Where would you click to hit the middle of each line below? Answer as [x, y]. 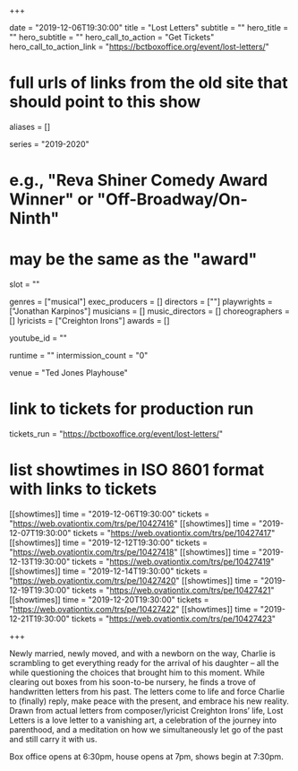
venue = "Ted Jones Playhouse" [68, 373]
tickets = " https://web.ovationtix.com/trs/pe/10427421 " [173, 590]
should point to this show [105, 102]
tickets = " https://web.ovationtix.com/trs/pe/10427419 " [173, 561]
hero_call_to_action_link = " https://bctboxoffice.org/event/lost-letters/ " [140, 47]
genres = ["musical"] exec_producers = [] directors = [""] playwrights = [141, 302]
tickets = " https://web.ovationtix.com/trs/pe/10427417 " [174, 533]
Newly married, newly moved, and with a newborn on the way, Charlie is [142, 653]
